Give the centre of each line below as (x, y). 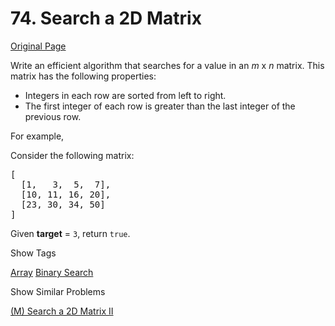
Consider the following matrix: (72, 155)
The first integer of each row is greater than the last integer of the (160, 106)
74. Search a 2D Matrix (106, 18)
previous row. (53, 116)
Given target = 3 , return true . (70, 233)
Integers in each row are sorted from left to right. (125, 95)
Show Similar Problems (58, 291)
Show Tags (33, 253)
